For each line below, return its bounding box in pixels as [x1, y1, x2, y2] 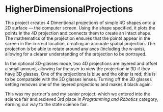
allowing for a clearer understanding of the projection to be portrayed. [5, 51, 147, 57]
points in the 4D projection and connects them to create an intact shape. [5, 30, 152, 36]
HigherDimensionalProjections [5, 3, 134, 15]
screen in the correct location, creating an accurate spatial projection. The [5, 40, 156, 46]
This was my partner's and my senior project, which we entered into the [5, 91, 151, 97]
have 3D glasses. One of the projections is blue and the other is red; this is [5, 71, 156, 77]
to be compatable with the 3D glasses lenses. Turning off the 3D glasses [5, 76, 152, 82]
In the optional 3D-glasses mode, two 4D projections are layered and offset [5, 60, 158, 66]
